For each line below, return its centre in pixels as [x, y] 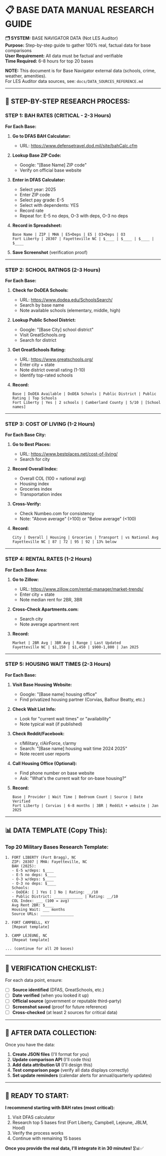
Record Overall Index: [35, 469]
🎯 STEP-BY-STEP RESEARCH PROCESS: [67, 101]
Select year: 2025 [38, 189]
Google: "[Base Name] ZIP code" [53, 165]
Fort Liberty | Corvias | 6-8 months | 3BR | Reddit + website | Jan [85, 805]
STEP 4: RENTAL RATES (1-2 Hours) [49, 559]
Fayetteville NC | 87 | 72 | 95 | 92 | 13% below [64, 542]
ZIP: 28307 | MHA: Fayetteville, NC [49, 862]
